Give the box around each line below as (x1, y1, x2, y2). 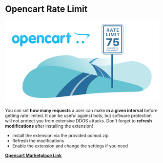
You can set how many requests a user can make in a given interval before (5, 107, 158, 113)
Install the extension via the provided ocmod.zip (12, 132, 109, 138)
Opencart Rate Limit (5, 3, 88, 15)
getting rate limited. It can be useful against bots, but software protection (5, 113, 152, 118)
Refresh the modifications (12, 138, 64, 143)
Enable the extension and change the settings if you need (12, 143, 128, 149)
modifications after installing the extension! (5, 123, 93, 129)
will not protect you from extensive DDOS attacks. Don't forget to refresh (5, 117, 152, 123)
